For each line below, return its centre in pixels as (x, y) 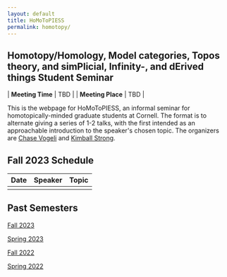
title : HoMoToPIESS (36, 20)
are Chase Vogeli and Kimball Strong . (61, 138)
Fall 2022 (21, 252)
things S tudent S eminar (61, 77)
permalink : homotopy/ (39, 27)
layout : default (31, 14)
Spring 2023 (25, 239)
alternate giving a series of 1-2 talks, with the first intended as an (101, 123)
